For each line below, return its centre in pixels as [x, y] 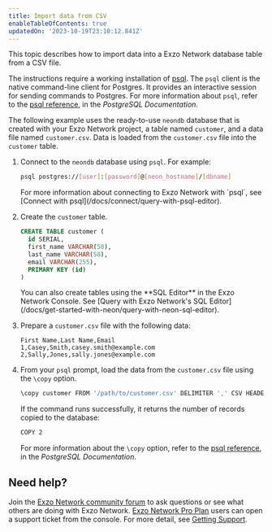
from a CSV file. [35, 63]
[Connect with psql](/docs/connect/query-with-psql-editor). [121, 201]
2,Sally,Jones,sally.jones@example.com [88, 355]
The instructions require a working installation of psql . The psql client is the [134, 79]
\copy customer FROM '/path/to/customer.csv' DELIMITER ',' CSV [131, 394]
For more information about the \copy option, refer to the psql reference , [141, 448]
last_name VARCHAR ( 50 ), [68, 254]
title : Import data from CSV [58, 16]
